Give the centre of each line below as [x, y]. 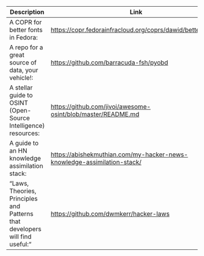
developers [25, 229]
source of [23, 62]
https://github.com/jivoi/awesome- [101, 107]
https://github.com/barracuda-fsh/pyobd [110, 62]
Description [27, 12]
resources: [25, 133]
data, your [24, 70]
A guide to [24, 143]
